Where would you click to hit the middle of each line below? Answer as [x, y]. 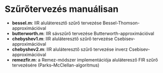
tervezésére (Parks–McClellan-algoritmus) [56, 65]
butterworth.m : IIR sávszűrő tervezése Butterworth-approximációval [83, 33]
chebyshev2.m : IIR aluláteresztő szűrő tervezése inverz [70, 49]
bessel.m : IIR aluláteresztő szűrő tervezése [57, 23]
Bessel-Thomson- [121, 23]
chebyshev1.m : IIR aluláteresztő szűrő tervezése [62, 39]
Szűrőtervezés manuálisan [62, 9]
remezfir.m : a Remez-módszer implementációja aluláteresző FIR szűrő [85, 60]
